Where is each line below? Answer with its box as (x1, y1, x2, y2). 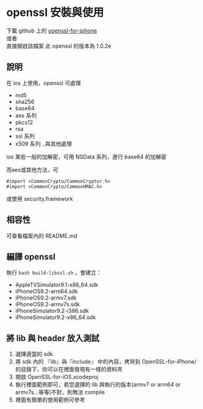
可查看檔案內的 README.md (6, 232, 78, 239)
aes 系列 (15, 111, 37, 119)
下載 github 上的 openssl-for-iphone (6, 27, 97, 34)
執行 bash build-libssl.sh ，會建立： (6, 269, 102, 276)
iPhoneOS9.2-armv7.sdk (15, 294, 77, 301)
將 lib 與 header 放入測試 (6, 333, 100, 343)
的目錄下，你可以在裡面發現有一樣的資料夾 (15, 366, 123, 373)
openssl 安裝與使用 (6, 6, 104, 20)
